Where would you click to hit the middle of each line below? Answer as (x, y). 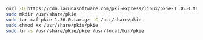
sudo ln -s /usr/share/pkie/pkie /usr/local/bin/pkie (75, 31)
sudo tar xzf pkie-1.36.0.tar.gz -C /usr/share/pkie (74, 20)
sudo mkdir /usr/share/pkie (41, 14)
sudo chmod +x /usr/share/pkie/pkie (52, 25)
